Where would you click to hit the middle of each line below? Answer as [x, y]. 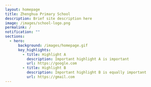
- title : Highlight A [44, 54]
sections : [15, 37]
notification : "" [23, 32]
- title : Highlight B [44, 68]
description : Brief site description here [49, 18]
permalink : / [18, 28]
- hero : [17, 41]
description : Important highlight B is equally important [86, 72]
